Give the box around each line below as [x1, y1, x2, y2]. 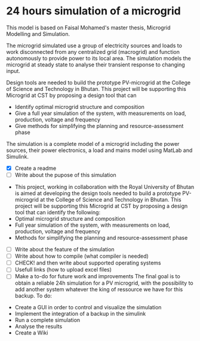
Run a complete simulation [14, 316, 81, 324]
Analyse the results [14, 323, 63, 330]
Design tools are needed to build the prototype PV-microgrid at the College [6, 79, 191, 86]
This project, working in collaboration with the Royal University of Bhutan [14, 184, 195, 191]
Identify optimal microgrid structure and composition [14, 103, 145, 110]
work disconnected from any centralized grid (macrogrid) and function [6, 48, 180, 55]
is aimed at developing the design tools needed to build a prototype [14, 190, 181, 197]
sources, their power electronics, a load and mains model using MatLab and [6, 147, 193, 154]
